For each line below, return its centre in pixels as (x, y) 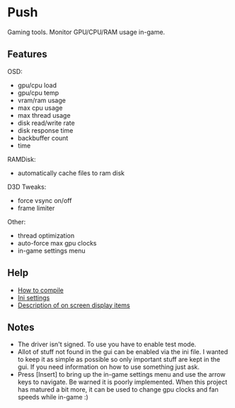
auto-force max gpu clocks (57, 243)
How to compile (40, 290)
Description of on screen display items (74, 305)
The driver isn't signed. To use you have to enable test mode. (107, 344)
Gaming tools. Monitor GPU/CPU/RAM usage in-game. (86, 32)
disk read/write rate (46, 123)
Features (27, 54)
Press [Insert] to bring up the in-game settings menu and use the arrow (121, 375)
